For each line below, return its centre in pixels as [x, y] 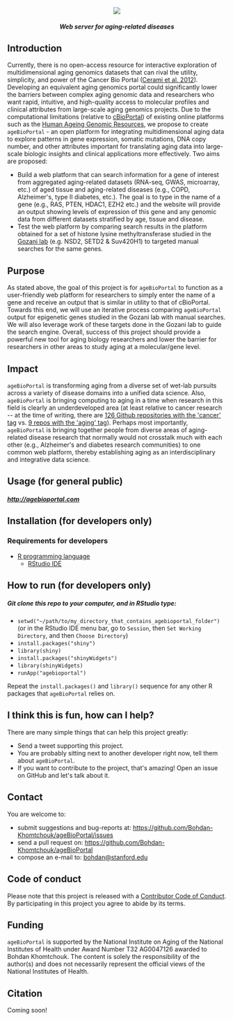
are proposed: [27, 161]
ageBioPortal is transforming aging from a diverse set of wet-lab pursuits [112, 385]
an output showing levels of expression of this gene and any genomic [117, 212]
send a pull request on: [50, 842]
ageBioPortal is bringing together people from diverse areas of [97, 430]
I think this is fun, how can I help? [81, 715]
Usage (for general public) [65, 481]
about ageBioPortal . [46, 760]
